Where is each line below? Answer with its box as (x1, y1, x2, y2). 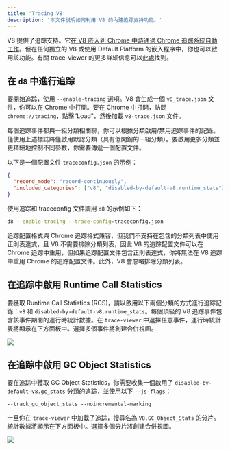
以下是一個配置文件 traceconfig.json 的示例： (7, 158, 138, 167)
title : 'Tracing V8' (7, 10, 66, 17)
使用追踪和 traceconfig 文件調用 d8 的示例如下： (7, 204, 142, 213)
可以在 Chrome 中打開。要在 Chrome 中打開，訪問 (25, 104, 167, 112)
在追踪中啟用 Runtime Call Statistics (7, 279, 162, 291)
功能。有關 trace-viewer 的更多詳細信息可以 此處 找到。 (18, 53, 172, 62)
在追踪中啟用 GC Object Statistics (7, 359, 152, 370)
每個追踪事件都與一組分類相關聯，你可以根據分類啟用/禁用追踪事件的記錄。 (7, 126, 220, 134)
